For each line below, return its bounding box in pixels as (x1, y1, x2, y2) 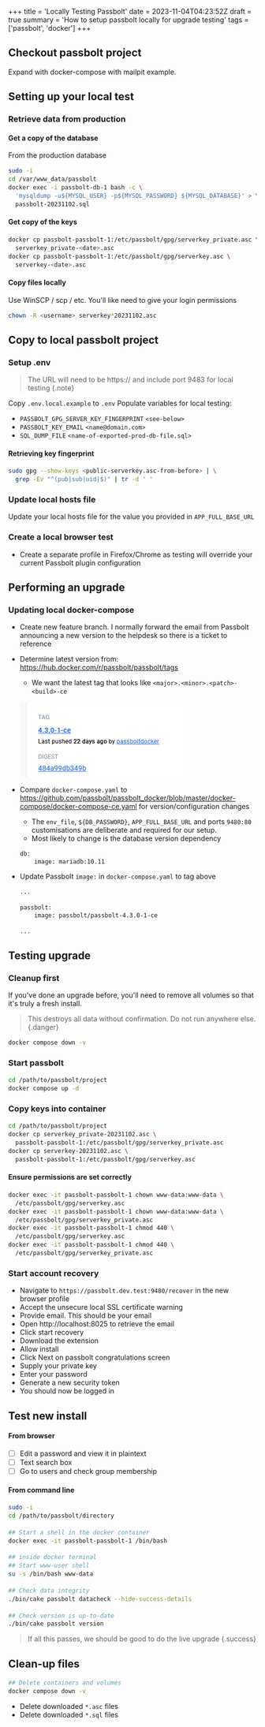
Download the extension (19, 1336, 99, 1345)
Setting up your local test (8, 90, 134, 103)
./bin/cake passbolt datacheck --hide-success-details (8, 1595, 192, 1603)
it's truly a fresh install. (8, 999, 83, 1009)
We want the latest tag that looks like (31, 678, 151, 688)
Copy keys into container (8, 1103, 106, 1114)
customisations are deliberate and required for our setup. (31, 826, 217, 835)
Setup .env (8, 356, 51, 367)
